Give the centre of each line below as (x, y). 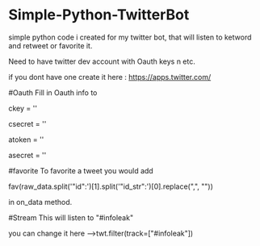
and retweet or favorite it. (50, 45)
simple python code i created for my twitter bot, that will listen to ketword (130, 37)
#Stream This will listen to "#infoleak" (71, 217)
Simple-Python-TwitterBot (99, 15)
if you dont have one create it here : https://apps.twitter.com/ (110, 77)
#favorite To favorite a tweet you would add (81, 170)
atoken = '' (26, 140)
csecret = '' (27, 123)
